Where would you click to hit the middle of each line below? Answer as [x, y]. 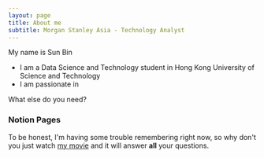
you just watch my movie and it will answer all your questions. [109, 145]
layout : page [30, 15]
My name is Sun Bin [41, 53]
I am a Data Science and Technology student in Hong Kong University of [137, 68]
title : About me [35, 23]
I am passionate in [49, 84]
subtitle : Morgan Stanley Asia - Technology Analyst [97, 30]
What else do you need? [47, 100]
